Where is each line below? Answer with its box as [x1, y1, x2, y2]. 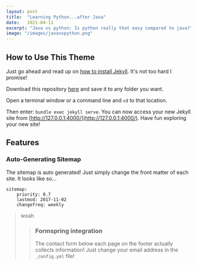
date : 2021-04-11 [6, 19, 54, 25]
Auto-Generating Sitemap [6, 155, 81, 163]
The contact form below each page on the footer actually [35, 240, 174, 247]
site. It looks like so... [6, 175, 57, 182]
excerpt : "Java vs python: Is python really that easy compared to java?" [6, 25, 193, 31]
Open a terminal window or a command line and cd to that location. [6, 96, 168, 103]
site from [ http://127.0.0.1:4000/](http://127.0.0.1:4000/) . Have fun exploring [6, 114, 186, 121]
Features [6, 137, 39, 147]
